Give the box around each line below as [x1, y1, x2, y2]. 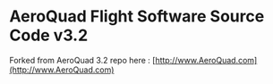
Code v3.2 [9, 25, 89, 46]
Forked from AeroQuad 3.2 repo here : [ [9, 55, 156, 65]
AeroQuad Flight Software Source [9, 6, 265, 27]
